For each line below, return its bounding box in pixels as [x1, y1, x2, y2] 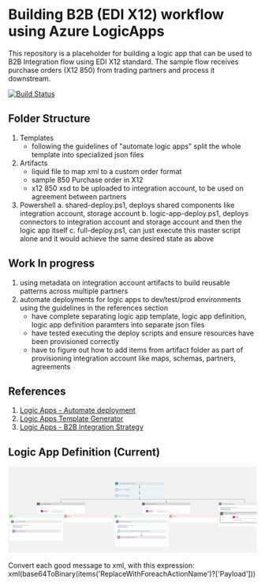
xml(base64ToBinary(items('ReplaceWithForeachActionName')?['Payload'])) [8, 569, 256, 578]
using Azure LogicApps [8, 22, 165, 40]
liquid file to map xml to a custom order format [31, 166, 182, 176]
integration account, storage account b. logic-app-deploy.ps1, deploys [19, 208, 249, 218]
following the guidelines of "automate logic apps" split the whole [31, 141, 241, 151]
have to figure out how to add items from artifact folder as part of [31, 345, 244, 354]
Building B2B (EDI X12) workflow [8, 6, 225, 24]
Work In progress [8, 257, 95, 270]
